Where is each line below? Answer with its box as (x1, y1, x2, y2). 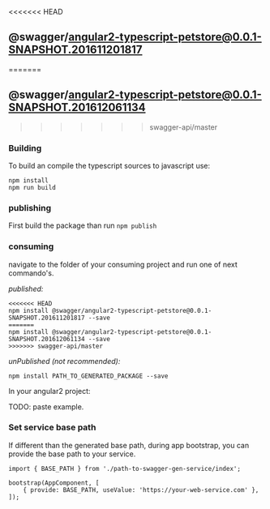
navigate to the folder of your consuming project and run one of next (8, 259, 238, 269)
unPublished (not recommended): (8, 356, 121, 366)
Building (8, 142, 42, 153)
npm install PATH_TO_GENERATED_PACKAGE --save (8, 372, 169, 380)
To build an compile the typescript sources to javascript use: (8, 160, 211, 170)
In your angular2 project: (8, 386, 91, 396)
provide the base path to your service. (8, 449, 136, 459)
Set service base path (8, 421, 96, 433)
